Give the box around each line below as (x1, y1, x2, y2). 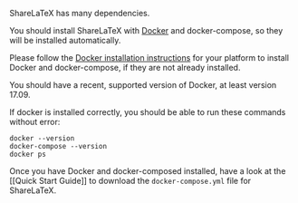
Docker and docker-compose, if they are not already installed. (9, 63, 241, 72)
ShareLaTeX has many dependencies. (9, 8, 150, 18)
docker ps (9, 150, 47, 159)
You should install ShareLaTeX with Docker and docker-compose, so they (9, 25, 284, 35)
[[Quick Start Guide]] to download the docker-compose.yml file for (9, 176, 252, 186)
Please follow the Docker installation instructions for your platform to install (9, 53, 290, 63)
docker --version (9, 134, 75, 143)
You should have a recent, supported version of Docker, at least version (9, 80, 277, 90)
